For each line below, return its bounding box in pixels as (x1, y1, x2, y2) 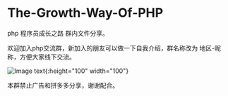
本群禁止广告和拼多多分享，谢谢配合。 (7, 81, 119, 89)
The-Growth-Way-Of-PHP (7, 5, 164, 21)
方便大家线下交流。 (19, 53, 76, 61)
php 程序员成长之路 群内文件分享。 (7, 29, 109, 37)
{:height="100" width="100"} (44, 67, 129, 75)
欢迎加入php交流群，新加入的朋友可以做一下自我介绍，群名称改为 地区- (7, 43, 215, 52)
